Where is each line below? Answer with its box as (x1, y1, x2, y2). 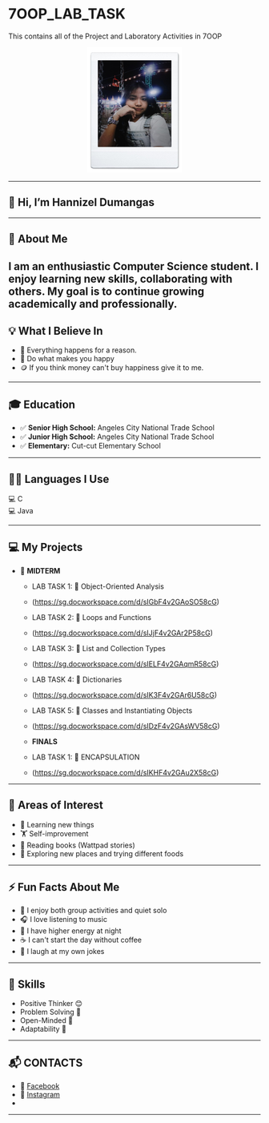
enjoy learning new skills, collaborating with (8, 272, 233, 285)
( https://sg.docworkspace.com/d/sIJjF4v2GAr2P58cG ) (31, 628, 214, 638)
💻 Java (8, 505, 34, 515)
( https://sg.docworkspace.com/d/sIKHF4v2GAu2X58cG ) (31, 767, 219, 777)
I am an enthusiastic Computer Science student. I (8, 260, 259, 273)
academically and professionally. (8, 297, 178, 311)
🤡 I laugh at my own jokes (19, 947, 105, 956)
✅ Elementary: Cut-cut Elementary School (19, 441, 162, 451)
